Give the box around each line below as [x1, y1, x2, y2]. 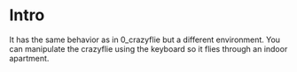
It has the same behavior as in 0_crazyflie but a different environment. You [9, 34, 281, 45]
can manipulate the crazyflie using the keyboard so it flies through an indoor [9, 43, 288, 54]
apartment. [9, 53, 50, 63]
